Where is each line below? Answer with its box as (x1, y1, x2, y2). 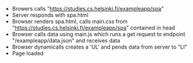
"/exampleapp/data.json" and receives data (11, 37, 121, 44)
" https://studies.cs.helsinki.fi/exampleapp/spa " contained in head (11, 24, 176, 31)
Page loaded (11, 50, 44, 56)
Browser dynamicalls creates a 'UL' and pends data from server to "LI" (11, 43, 188, 50)
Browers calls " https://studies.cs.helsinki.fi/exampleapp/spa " (11, 5, 164, 12)
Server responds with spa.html (11, 11, 89, 19)
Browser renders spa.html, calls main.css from (11, 18, 128, 25)
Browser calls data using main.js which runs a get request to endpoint (11, 31, 186, 38)
